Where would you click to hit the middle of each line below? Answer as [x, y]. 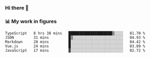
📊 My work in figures [31, 21]
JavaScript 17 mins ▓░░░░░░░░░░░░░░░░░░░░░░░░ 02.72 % [75, 51]
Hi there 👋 [17, 8]
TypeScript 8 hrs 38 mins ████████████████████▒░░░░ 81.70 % [75, 33]
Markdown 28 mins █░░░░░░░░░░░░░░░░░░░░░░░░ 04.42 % [75, 42]
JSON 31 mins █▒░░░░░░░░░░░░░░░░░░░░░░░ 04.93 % [75, 38]
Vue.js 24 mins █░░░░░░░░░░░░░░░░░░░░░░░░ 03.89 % [75, 46]
